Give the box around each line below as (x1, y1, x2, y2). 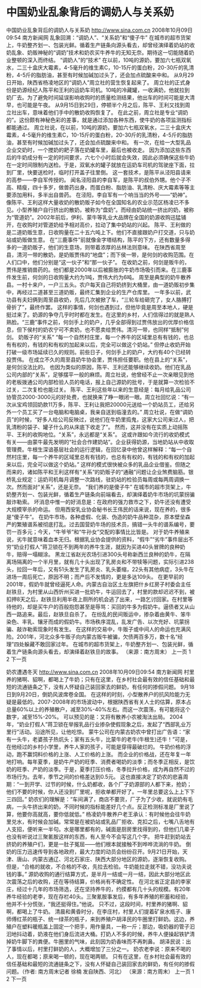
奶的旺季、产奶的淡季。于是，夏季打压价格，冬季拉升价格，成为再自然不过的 (6, 765, 195, 773)
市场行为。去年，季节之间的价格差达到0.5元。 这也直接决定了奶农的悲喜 (6, 773, 184, 780)
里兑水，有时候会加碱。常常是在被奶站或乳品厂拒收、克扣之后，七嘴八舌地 (6, 818, 190, 825)
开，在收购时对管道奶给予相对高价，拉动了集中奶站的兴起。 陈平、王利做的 (6, 221, 191, 228)
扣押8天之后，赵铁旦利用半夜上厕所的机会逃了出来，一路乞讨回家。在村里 (6, 596, 188, 603)
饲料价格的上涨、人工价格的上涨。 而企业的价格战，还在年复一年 (32, 750, 191, 758)
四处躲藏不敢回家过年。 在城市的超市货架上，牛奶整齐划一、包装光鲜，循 (14, 640, 194, 648)
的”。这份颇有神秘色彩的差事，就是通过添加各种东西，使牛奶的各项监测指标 (6, 116, 193, 123)
